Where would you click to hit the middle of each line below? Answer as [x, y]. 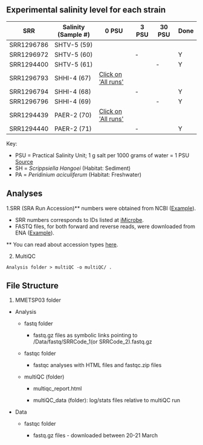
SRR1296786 [29, 45]
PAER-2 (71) [73, 128]
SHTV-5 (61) [73, 64]
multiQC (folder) [44, 377]
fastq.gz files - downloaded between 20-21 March [95, 435]
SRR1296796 [29, 101]
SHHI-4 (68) [73, 91]
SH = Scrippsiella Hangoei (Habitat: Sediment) [73, 168]
